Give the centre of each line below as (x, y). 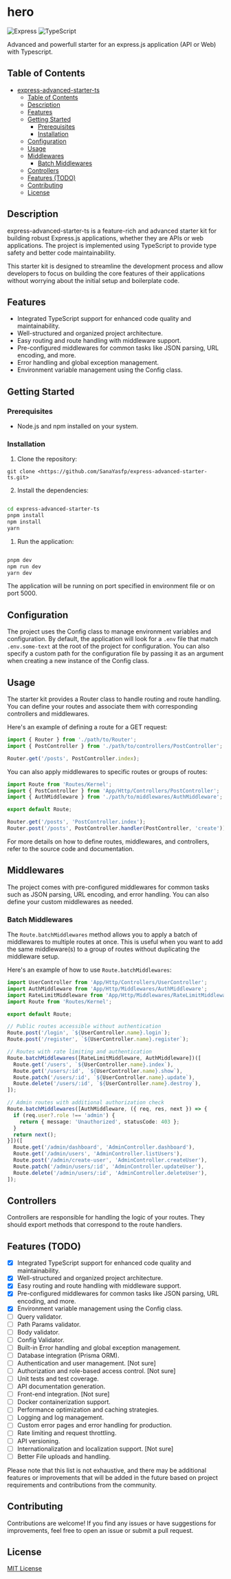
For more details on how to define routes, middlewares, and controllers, (108, 841)
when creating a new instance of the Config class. (78, 661)
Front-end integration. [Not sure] (63, 1394)
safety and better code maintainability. (62, 253)
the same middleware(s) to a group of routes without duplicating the (104, 949)
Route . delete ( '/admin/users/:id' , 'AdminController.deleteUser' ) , (110, 1173)
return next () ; (35, 1134)
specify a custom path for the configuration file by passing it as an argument (115, 653)
